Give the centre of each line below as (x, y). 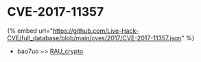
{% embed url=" (30, 31)
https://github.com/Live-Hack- (96, 31)
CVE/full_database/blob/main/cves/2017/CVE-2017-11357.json (94, 37)
